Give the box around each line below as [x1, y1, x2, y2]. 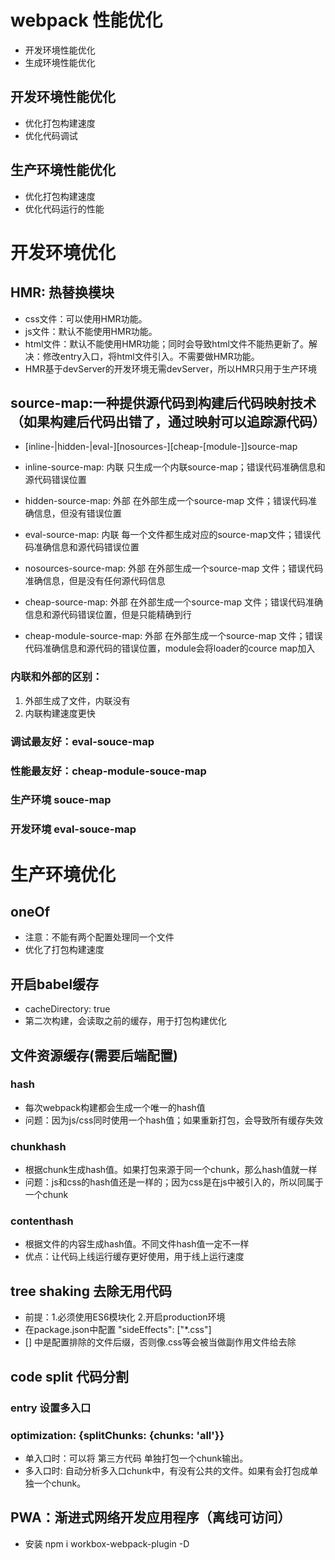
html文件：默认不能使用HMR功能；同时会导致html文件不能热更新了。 [24, 337, 309, 350]
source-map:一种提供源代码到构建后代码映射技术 [10, 394, 317, 411]
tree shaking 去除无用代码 [10, 1282, 172, 1300]
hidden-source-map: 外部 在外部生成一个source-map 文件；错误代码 [24, 495, 309, 507]
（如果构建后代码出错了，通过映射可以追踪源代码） [10, 413, 326, 430]
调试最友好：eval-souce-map [10, 734, 155, 748]
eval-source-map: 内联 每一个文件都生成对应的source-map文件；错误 [24, 529, 312, 541]
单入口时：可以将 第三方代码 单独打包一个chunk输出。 [24, 1452, 249, 1464]
